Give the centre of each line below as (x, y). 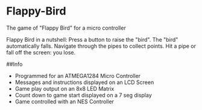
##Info (14, 64)
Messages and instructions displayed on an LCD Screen (84, 82)
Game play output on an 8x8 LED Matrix (65, 88)
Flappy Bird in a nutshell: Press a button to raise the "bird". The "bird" (92, 39)
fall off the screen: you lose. (41, 52)
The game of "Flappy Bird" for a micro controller (66, 28)
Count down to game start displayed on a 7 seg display (83, 95)
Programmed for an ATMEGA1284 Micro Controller (77, 76)
